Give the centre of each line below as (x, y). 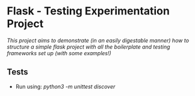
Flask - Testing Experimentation (88, 11)
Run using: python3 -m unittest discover (65, 86)
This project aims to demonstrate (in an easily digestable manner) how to (98, 40)
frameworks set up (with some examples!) (59, 53)
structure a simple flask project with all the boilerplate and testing (88, 47)
